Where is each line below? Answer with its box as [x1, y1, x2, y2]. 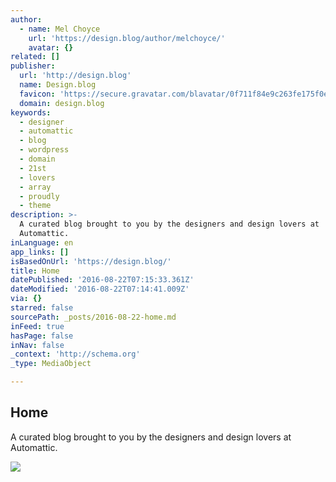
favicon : [19, 89, 56, 99]
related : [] [10, 52, 60, 62]
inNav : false [10, 340, 65, 350]
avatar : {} [28, 42, 74, 53]
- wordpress [19, 145, 70, 155]
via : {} [10, 294, 43, 304]
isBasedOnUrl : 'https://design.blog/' [10, 256, 172, 266]
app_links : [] [10, 247, 70, 257]
